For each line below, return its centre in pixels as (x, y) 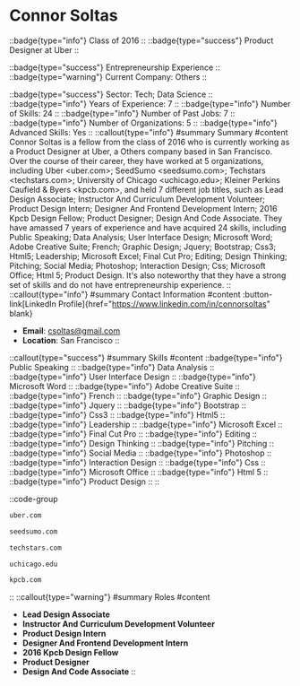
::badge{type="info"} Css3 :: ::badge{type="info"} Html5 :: (117, 414)
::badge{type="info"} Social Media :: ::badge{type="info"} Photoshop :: (141, 453)
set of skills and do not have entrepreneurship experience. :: (120, 284)
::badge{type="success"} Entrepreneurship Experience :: (115, 67)
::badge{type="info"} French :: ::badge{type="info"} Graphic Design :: (138, 395)
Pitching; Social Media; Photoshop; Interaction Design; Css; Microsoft (137, 265)
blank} (21, 313)
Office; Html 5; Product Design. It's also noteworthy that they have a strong (148, 275)
